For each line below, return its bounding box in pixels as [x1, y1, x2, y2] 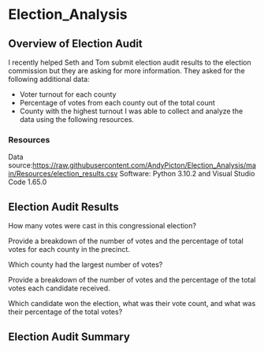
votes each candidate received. [8, 283, 110, 293]
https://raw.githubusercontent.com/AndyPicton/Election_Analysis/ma [32, 161, 256, 170]
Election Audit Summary [8, 330, 130, 343]
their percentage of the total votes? [8, 307, 123, 316]
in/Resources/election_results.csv [8, 169, 118, 179]
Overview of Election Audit [8, 37, 143, 50]
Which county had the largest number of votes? [8, 260, 163, 269]
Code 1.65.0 [8, 177, 47, 187]
